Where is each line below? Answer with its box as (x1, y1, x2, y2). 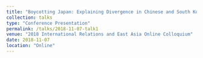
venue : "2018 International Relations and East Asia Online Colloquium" (6, 31, 193, 37)
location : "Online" (6, 43, 56, 49)
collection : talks (6, 14, 53, 21)
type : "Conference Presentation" (6, 20, 91, 26)
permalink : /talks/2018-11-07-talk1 (6, 25, 98, 32)
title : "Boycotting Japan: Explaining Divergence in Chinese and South (6, 8, 190, 15)
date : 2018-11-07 (6, 37, 50, 43)
